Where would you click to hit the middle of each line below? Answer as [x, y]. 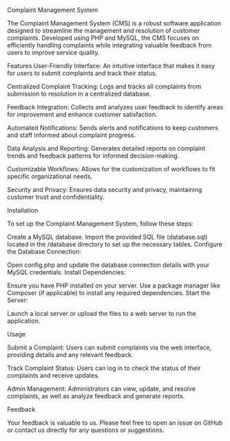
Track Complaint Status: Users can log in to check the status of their [104, 368]
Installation [23, 210]
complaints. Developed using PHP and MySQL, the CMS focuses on [103, 38]
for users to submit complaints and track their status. [82, 73]
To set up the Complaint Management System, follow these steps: [101, 224]
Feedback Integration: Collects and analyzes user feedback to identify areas [115, 107]
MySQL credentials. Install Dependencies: [66, 272]
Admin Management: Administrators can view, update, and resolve [102, 389]
